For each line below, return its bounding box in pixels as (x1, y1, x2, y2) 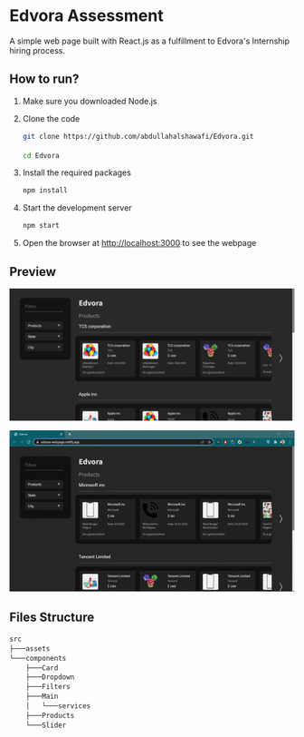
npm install (22, 186, 68, 195)
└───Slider (25, 721, 67, 730)
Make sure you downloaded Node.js (22, 95, 157, 106)
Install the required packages (22, 167, 131, 178)
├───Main (25, 692, 59, 702)
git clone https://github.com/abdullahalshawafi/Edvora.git (22, 132, 254, 141)
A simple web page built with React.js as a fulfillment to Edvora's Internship (9, 35, 290, 46)
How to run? (9, 72, 80, 87)
